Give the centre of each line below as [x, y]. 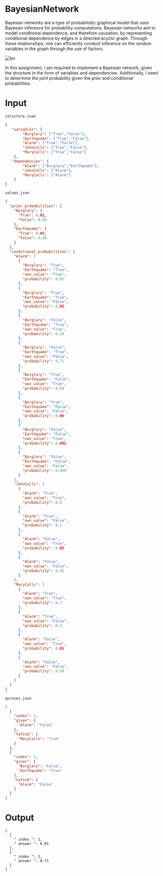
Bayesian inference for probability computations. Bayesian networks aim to [80, 27]
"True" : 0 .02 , [32, 233]
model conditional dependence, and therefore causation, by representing [79, 33]
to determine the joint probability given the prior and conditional [69, 78]
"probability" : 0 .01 [43, 648]
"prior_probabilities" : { [36, 206]
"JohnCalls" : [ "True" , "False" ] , [56, 148]
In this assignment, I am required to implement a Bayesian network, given [79, 68]
